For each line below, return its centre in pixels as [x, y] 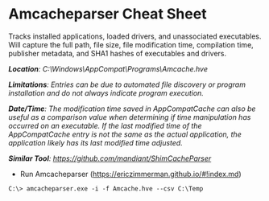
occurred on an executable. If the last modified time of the [105, 125]
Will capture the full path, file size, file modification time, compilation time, [131, 44]
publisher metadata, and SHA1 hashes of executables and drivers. [118, 53]
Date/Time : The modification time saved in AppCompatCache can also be [132, 109]
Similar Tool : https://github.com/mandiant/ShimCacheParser [110, 158]
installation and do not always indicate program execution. [106, 92]
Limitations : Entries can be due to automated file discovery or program [127, 84]
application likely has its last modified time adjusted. [95, 142]
